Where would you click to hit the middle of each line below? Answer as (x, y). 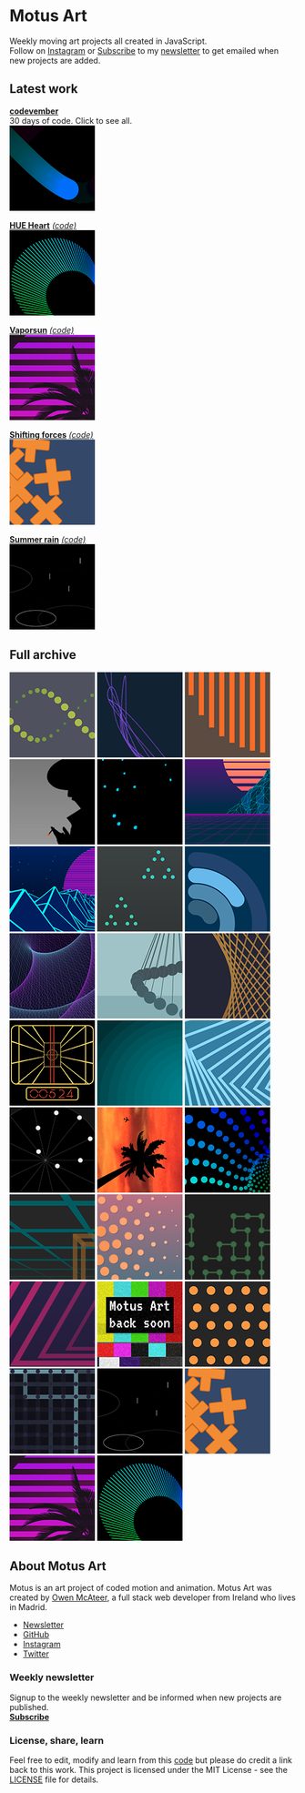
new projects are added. (55, 60)
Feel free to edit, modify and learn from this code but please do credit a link (151, 1760)
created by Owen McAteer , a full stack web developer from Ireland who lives (152, 1597)
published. (29, 1707)
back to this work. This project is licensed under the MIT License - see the (149, 1769)
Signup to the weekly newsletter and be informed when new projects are (146, 1697)
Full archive (43, 655)
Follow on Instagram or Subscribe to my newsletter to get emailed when (144, 50)
